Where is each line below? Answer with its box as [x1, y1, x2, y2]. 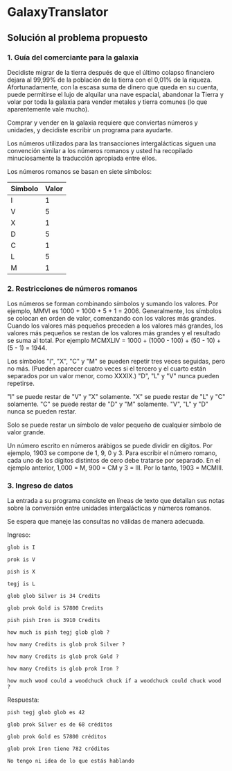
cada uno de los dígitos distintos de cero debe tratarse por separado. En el [7, 457, 221, 465]
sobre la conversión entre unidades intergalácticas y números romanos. [7, 504, 212, 513]
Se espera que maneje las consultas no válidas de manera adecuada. [7, 517, 206, 526]
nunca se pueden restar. [7, 407, 77, 416]
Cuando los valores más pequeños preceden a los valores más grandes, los [7, 321, 224, 330]
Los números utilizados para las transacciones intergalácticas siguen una [7, 139, 217, 148]
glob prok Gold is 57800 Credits [7, 605, 104, 612]
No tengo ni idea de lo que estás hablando [7, 758, 135, 765]
